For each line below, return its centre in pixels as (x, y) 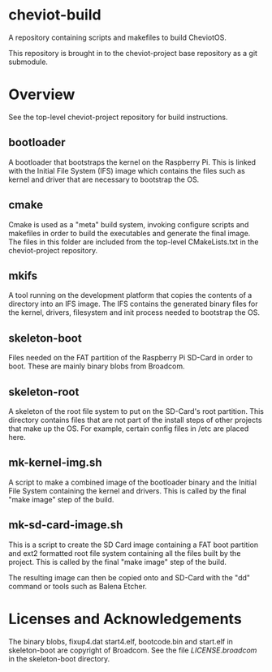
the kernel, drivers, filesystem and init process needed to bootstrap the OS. (134, 312)
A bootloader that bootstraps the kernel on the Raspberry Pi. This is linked (132, 162)
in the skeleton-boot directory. (59, 658)
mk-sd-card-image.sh (66, 525)
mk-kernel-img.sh (55, 463)
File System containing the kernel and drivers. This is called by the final (127, 491)
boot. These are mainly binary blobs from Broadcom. (97, 366)
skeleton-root (44, 392)
